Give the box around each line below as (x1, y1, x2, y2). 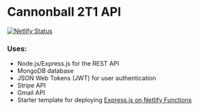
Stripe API (17, 82, 46, 90)
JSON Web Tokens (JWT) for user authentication (17, 74, 156, 82)
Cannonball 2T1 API (7, 4, 122, 20)
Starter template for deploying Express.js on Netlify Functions (17, 96, 192, 104)
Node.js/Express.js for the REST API (17, 60, 119, 68)
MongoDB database (17, 66, 74, 75)
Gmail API (17, 88, 45, 97)
